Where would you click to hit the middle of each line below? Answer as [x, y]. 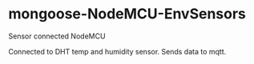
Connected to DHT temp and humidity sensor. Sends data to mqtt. [117, 51]
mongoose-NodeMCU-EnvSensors [127, 14]
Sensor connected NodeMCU [57, 36]
